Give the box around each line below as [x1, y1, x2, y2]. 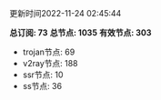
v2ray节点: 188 [22, 58, 78, 68]
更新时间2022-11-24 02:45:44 [9, 8, 122, 18]
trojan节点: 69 [22, 46, 75, 57]
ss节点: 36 [22, 81, 62, 91]
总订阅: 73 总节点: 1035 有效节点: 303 [9, 27, 152, 38]
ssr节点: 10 [22, 69, 64, 80]
